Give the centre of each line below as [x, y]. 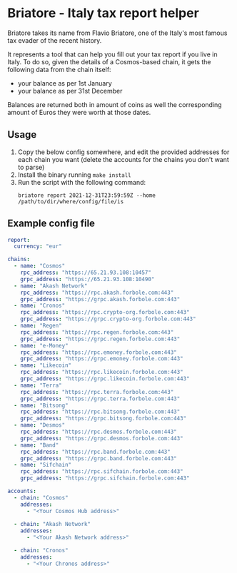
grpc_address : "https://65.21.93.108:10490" [87, 279]
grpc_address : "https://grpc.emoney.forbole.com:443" [102, 359]
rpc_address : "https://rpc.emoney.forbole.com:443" [99, 352]
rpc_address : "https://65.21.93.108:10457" [86, 273]
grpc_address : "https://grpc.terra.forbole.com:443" [100, 399]
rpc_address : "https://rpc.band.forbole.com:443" [96, 452]
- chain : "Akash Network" [52, 524]
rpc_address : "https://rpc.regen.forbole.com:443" [97, 332]
